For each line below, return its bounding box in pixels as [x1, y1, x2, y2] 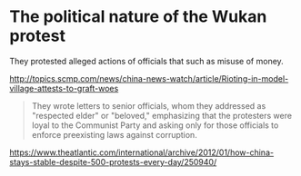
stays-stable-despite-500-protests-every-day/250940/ [9, 156, 217, 167]
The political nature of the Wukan [9, 6, 267, 27]
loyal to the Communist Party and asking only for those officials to [31, 120, 279, 131]
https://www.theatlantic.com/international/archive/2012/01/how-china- [9, 147, 275, 158]
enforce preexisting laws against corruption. [31, 129, 197, 140]
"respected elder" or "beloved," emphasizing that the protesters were [31, 110, 293, 121]
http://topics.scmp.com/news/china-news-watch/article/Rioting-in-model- [9, 73, 289, 83]
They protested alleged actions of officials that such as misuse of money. [9, 55, 284, 66]
